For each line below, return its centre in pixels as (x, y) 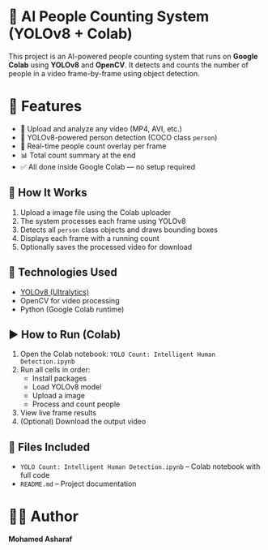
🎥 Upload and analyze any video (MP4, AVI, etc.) (101, 128)
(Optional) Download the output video (83, 422)
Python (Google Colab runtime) (72, 309)
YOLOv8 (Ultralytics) (55, 292)
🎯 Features (45, 107)
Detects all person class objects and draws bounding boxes (119, 230)
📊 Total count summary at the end (78, 155)
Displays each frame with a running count (89, 238)
